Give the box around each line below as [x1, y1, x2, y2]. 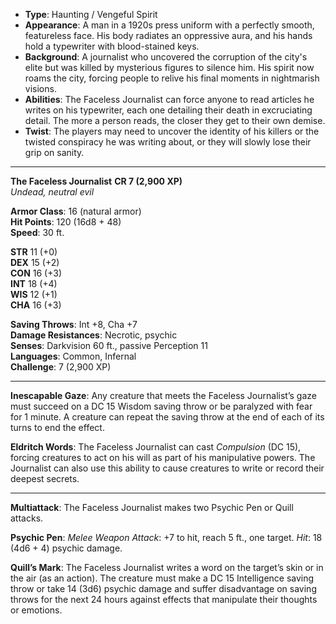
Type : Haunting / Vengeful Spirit [24, 9, 158, 20]
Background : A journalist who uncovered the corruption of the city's [24, 51, 308, 63]
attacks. [10, 512, 44, 524]
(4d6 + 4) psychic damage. [10, 542, 123, 554]
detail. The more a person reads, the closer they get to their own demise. [24, 115, 326, 126]
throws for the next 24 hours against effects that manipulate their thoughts [10, 594, 318, 605]
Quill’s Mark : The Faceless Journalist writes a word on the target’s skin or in [10, 562, 324, 573]
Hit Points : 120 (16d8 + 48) [10, 216, 122, 228]
